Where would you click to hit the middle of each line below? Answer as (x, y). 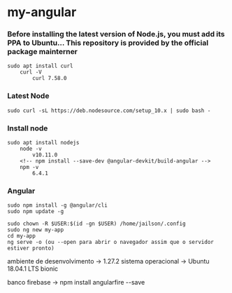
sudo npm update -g (36, 212)
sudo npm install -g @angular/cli (58, 205)
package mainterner (43, 52)
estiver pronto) (31, 248)
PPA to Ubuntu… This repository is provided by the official (108, 43)
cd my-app (22, 236)
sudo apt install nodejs (43, 143)
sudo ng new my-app (36, 230)
